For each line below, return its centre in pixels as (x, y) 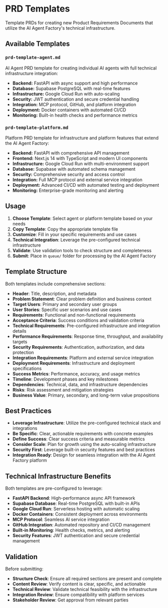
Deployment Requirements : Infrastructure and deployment (74, 363)
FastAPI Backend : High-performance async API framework (74, 498)
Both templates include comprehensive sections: (56, 284)
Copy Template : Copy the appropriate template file (65, 229)
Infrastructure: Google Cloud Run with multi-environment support (81, 164)
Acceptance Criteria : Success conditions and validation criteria (78, 320)
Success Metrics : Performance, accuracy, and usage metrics (76, 373)
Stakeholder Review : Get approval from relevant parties (70, 600)
